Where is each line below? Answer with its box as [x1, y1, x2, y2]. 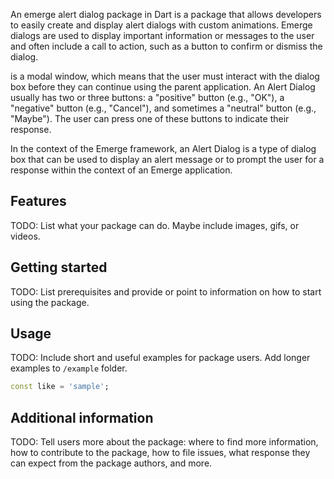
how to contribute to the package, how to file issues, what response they [10, 447, 311, 459]
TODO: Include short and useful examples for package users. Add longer [10, 352, 311, 364]
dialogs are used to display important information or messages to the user [10, 30, 315, 41]
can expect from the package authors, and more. [10, 457, 213, 469]
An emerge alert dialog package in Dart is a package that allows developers [10, 9, 322, 20]
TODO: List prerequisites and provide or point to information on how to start [10, 285, 322, 298]
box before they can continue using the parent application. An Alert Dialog [10, 81, 316, 93]
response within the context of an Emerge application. [10, 164, 233, 176]
